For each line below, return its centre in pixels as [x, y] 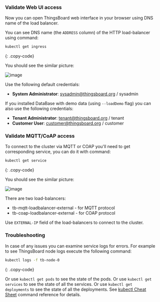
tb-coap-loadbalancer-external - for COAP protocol [64, 213]
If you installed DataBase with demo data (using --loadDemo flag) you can [78, 104]
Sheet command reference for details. [43, 294]
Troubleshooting [25, 235]
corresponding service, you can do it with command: [58, 152]
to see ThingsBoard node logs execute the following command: [69, 251]
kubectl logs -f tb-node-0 [32, 260]
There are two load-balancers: [36, 198]
